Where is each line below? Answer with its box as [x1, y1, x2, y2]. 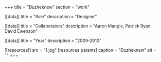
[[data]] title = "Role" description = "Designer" [4, 14, 97, 19]
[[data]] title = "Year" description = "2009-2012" [4, 38, 102, 43]
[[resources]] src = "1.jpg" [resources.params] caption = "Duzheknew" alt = [4, 47, 157, 53]
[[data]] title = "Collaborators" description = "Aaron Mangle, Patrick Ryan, [4, 23, 152, 29]
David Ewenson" [4, 28, 38, 34]
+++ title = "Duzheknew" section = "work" [4, 4, 89, 10]
